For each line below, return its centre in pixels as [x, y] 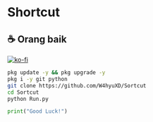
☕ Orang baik [37, 39]
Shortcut [34, 12]
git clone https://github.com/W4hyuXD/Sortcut [77, 85]
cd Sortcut [23, 92]
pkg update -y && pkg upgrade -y [56, 73]
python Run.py [28, 99]
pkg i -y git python [38, 79]
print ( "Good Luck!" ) [38, 111]
